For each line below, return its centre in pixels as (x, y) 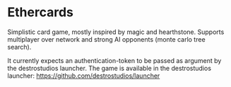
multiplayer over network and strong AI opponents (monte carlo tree (107, 39)
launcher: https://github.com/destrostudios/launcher (84, 76)
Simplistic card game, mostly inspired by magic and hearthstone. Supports (116, 32)
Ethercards (41, 12)
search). (19, 47)
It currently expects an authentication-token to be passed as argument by (114, 60)
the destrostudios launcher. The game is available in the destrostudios (109, 68)
